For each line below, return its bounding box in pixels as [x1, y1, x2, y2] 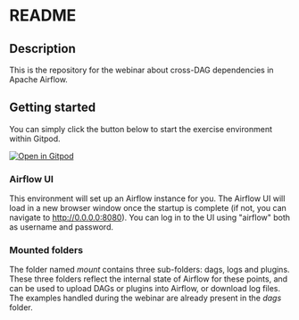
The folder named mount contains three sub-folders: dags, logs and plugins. [9, 265, 290, 275]
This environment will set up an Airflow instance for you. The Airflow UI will [9, 193, 286, 204]
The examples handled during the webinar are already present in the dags [9, 292, 282, 304]
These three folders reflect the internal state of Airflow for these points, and [9, 274, 288, 284]
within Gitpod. [9, 133, 61, 144]
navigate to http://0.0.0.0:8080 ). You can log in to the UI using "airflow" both [9, 212, 291, 223]
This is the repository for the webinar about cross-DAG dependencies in [9, 64, 274, 75]
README [9, 5, 77, 26]
